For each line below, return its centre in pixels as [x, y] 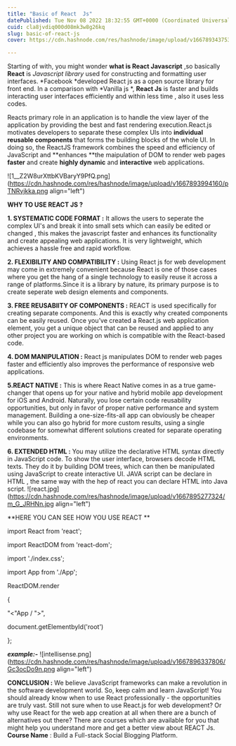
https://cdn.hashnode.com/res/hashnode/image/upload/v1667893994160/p [119, 183]
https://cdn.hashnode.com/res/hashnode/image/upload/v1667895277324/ [117, 496]
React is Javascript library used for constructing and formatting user [107, 74]
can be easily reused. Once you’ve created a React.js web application [108, 321]
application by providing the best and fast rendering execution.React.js [110, 125]
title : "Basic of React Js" [50, 14]
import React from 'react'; [45, 531]
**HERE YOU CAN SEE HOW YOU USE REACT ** [79, 518]
